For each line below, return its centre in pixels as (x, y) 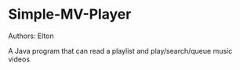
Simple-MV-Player (70, 14)
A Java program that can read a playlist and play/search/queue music (120, 51)
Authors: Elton (31, 36)
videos (19, 59)
